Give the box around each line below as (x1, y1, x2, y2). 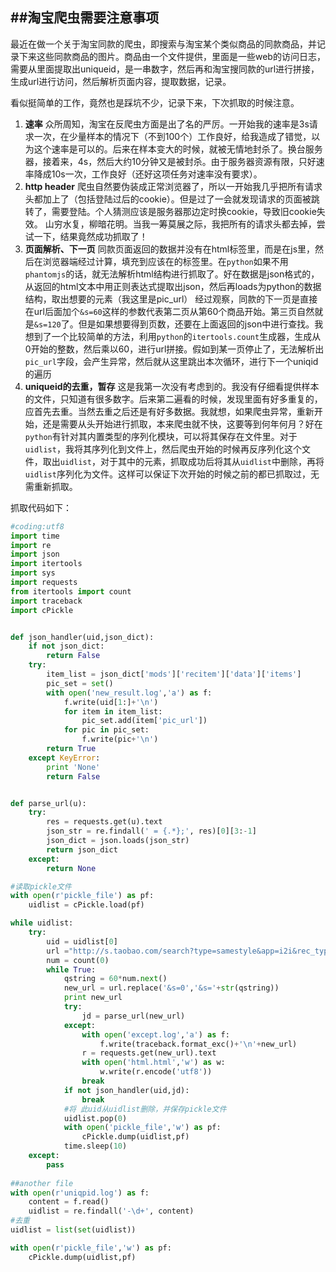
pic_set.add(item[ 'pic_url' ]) (81, 716, 208, 726)
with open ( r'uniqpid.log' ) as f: (10, 1188, 150, 1198)
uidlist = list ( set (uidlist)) (10, 1225, 137, 1235)
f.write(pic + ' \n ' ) (81, 734, 159, 745)
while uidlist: (10, 918, 74, 928)
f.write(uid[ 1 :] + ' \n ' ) (63, 697, 159, 707)
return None (46, 863, 97, 873)
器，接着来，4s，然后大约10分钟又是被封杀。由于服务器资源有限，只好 (24, 155, 317, 167)
